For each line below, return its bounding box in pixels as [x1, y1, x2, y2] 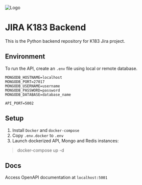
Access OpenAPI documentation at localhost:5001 [5, 175, 108, 181]
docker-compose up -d [17, 147, 65, 153]
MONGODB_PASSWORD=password [5, 88, 60, 93]
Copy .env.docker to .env [12, 132, 64, 138]
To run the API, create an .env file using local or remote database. [5, 65, 138, 71]
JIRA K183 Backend [5, 22, 86, 33]
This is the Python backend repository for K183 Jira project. [5, 38, 125, 44]
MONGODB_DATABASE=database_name [5, 92, 71, 97]
